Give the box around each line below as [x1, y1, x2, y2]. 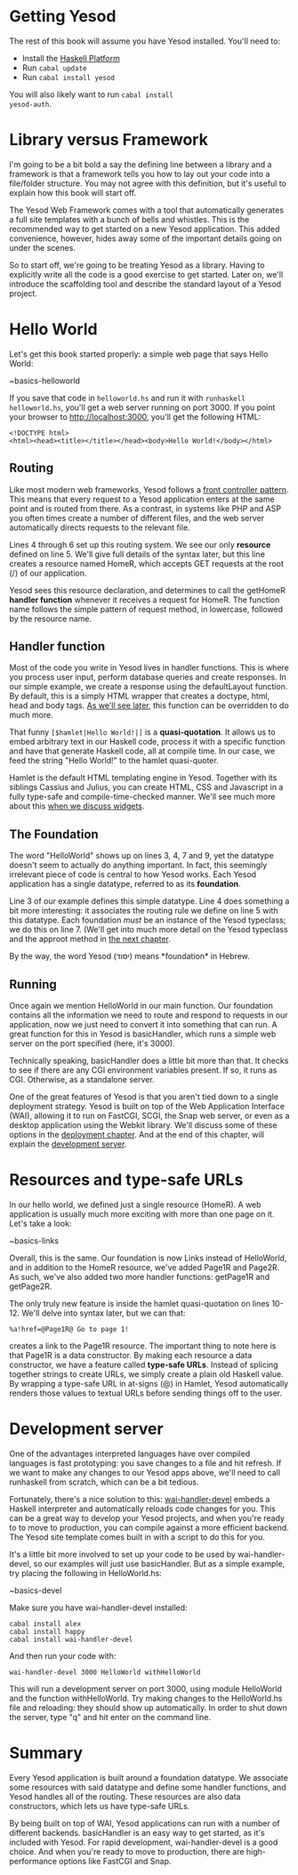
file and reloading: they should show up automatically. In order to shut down [9, 1702, 287, 1713]
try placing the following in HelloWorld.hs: [9, 1567, 162, 1578]
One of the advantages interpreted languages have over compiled [9, 1448, 251, 1459]
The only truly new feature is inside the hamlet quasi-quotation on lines [9, 1299, 270, 1308]
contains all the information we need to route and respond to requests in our [9, 1010, 288, 1020]
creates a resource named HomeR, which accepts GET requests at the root [9, 558, 285, 568]
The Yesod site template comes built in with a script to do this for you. [9, 1532, 265, 1542]
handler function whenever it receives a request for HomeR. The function [9, 594, 280, 605]
